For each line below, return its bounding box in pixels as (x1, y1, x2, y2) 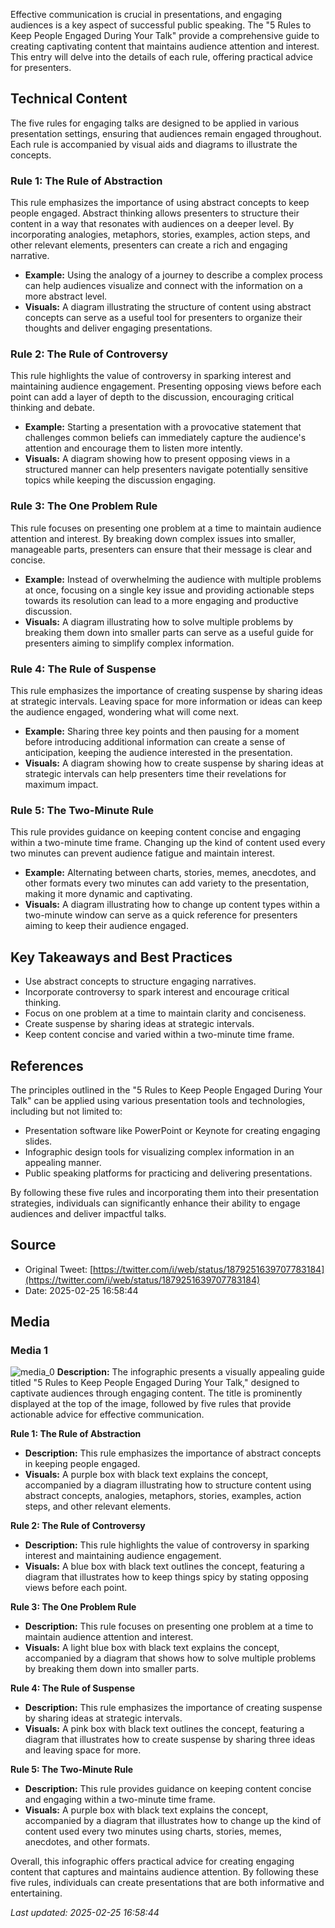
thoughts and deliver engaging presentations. (24, 322, 213, 334)
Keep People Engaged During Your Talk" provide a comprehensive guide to (10, 30, 320, 41)
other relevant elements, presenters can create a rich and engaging (10, 239, 288, 251)
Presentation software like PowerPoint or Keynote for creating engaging (24, 1124, 321, 1136)
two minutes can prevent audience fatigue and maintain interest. (10, 847, 276, 859)
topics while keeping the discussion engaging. (24, 474, 217, 486)
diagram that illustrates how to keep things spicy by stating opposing (24, 1571, 309, 1583)
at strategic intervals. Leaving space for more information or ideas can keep (10, 695, 323, 707)
